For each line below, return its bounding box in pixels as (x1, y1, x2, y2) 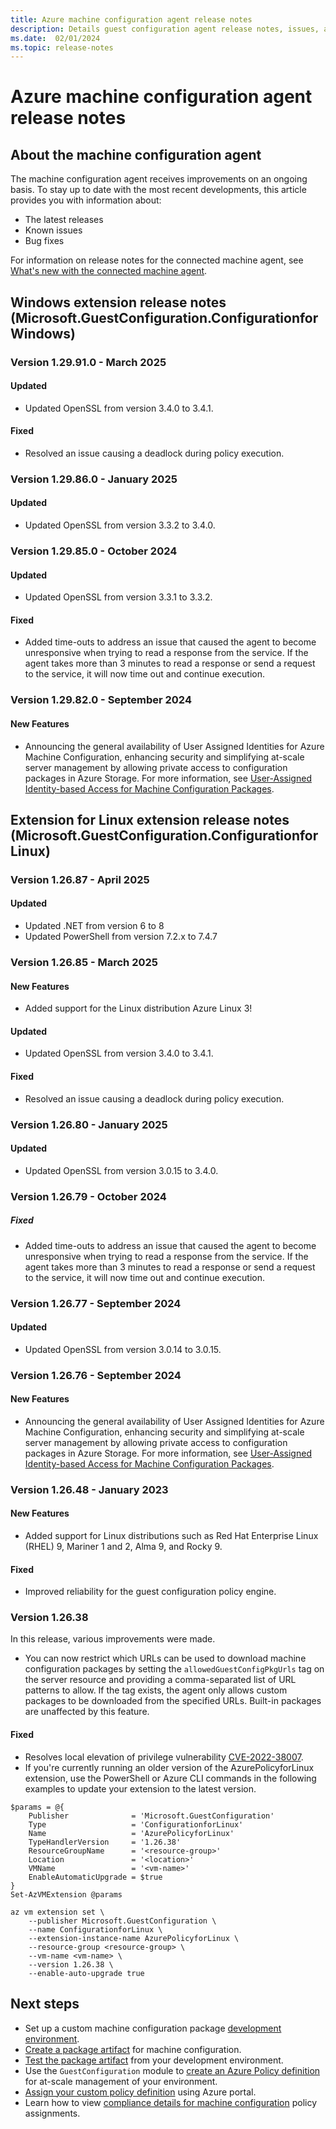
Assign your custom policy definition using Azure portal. (24, 2086, 257, 2098)
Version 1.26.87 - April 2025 (10, 872, 150, 886)
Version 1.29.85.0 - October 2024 (10, 544, 178, 558)
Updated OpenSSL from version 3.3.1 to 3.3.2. (24, 591, 213, 603)
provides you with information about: (10, 194, 162, 206)
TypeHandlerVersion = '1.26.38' (28, 1837, 182, 1847)
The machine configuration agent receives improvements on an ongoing (10, 173, 308, 185)
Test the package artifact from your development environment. (24, 2054, 284, 2066)
